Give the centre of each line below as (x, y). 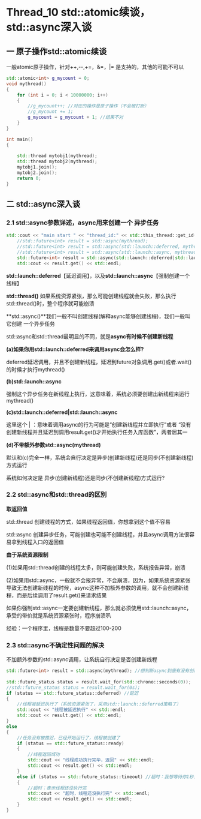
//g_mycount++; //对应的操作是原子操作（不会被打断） (89, 106)
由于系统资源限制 (27, 554)
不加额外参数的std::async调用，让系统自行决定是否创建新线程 (82, 659)
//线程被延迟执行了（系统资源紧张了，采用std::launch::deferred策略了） (99, 704)
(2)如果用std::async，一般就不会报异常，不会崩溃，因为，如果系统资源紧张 (98, 580)
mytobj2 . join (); (37, 173)
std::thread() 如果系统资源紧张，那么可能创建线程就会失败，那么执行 (91, 296)
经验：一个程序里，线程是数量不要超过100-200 (64, 628)
